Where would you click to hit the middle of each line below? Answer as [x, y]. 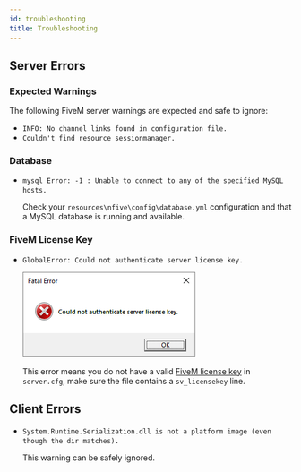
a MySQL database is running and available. [103, 217]
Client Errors [45, 409]
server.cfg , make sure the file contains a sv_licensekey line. [134, 381]
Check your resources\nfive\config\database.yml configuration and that [157, 207]
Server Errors [48, 66]
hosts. [34, 191]
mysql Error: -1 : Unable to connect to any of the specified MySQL [153, 181]
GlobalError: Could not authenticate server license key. [133, 260]
